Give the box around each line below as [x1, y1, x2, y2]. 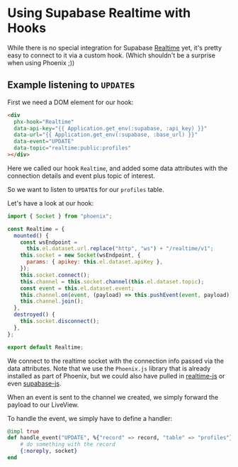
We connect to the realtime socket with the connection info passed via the [7, 356, 225, 365]
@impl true [7, 427, 40, 435]
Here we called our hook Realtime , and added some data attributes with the [7, 164, 228, 172]
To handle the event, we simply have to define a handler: [7, 414, 173, 422]
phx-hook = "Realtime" [13, 118, 74, 125]
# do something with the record [20, 441, 115, 448]
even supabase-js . [7, 379, 62, 388]
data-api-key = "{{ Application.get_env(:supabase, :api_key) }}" [13, 125, 208, 132]
